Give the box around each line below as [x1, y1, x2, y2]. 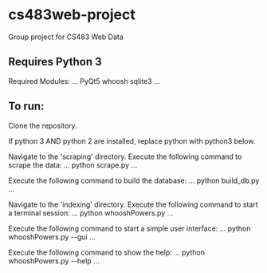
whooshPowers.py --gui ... [8, 231, 96, 241]
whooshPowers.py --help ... [8, 255, 100, 265]
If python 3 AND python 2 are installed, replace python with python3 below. [8, 136, 256, 145]
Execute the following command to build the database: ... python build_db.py [8, 176, 260, 185]
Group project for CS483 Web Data [8, 32, 124, 42]
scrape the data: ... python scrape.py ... [8, 160, 138, 169]
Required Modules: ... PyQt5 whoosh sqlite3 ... [8, 76, 161, 85]
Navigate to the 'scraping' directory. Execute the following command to [8, 152, 242, 161]
